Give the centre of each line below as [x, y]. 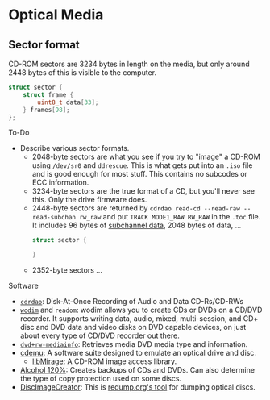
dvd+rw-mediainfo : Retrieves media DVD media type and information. [134, 344]
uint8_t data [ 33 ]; [68, 102]
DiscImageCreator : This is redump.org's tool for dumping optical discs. [137, 387]
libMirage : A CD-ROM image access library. [104, 361]
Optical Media [56, 15]
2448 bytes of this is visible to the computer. [83, 73]
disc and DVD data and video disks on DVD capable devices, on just [133, 327]
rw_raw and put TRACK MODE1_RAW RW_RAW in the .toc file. [170, 217]
